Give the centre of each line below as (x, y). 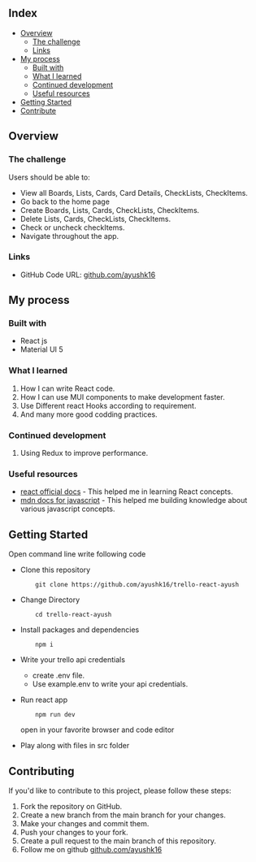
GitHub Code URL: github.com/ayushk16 (88, 275)
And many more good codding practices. (89, 414)
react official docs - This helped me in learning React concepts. (126, 492)
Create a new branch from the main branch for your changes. (123, 815)
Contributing (41, 771)
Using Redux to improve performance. (84, 453)
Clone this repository (55, 570)
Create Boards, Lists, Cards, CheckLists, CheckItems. (110, 210)
